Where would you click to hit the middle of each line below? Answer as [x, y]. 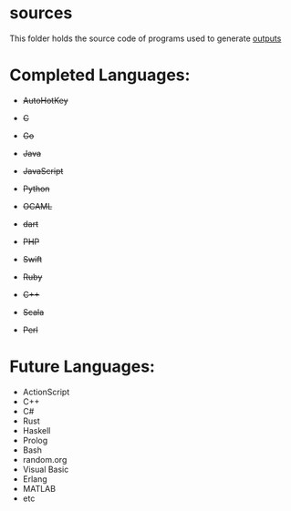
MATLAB [39, 488]
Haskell [36, 430]
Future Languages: [82, 367]
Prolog [35, 440]
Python [36, 189]
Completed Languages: [100, 75]
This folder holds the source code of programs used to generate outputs [145, 38]
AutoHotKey [45, 100]
